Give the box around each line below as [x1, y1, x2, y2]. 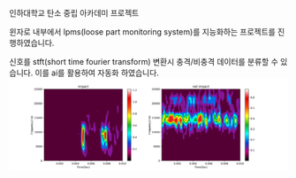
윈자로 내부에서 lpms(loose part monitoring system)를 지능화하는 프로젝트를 [9, 27, 276, 37]
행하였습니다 [9, 38, 53, 48]
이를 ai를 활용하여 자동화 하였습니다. [34, 67, 159, 78]
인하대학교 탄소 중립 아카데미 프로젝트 [9, 8, 140, 18]
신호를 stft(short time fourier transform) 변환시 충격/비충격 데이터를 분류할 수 [9, 57, 278, 66]
